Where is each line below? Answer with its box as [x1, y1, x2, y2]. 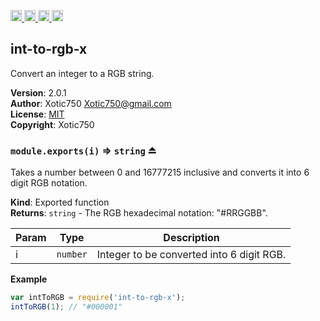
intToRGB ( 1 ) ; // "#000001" [10, 301, 123, 312]
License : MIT [10, 108, 65, 120]
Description [163, 231, 220, 245]
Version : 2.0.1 [10, 86, 67, 99]
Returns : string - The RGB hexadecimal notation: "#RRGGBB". [10, 207, 268, 219]
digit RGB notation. [10, 177, 88, 189]
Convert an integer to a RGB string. [10, 67, 155, 79]
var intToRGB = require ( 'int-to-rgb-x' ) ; [10, 293, 186, 303]
